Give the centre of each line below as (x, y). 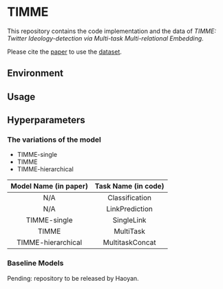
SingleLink (129, 220)
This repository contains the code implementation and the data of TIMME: (112, 31)
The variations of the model (54, 140)
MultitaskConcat (129, 243)
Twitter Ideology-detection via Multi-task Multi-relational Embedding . (106, 38)
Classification (129, 198)
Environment (35, 73)
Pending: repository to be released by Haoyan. (73, 278)
